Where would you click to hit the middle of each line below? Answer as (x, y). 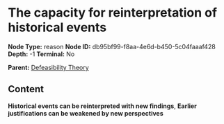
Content (26, 89)
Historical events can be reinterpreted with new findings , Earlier (103, 106)
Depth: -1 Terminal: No (41, 54)
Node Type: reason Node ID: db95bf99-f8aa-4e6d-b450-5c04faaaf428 (112, 46)
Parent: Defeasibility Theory (48, 67)
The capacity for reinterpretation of (113, 13)
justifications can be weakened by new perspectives (86, 113)
